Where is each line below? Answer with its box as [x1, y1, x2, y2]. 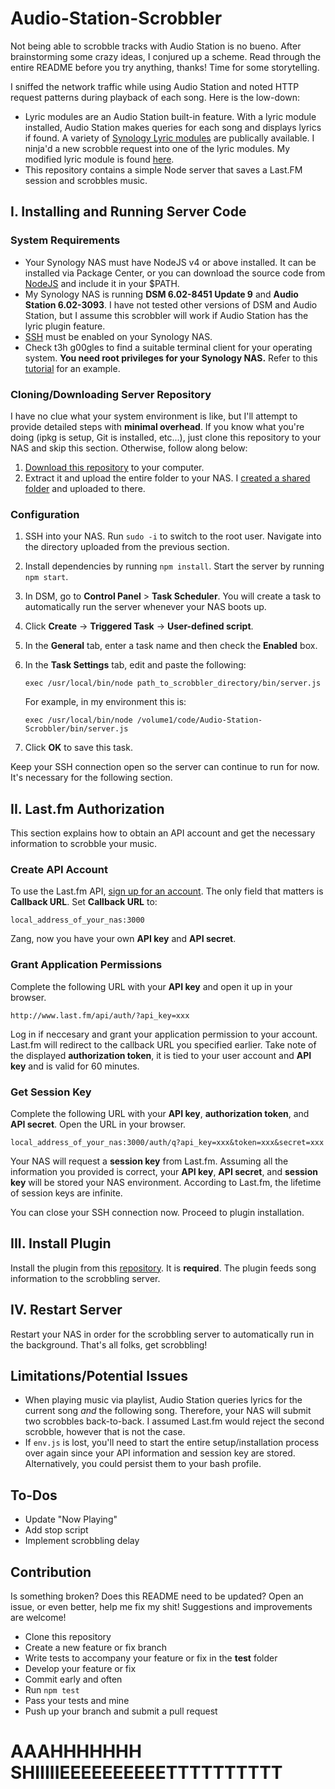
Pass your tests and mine [24, 1694, 130, 1706]
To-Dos [10, 1487, 58, 1504]
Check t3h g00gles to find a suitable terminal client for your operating [24, 341, 313, 353]
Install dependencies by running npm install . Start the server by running [24, 560, 325, 572]
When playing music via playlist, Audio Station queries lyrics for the [24, 1394, 303, 1406]
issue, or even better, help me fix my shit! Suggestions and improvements [10, 1600, 313, 1612]
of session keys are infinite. [10, 1187, 123, 1199]
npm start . [24, 571, 69, 583]
